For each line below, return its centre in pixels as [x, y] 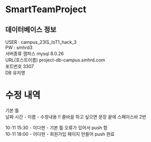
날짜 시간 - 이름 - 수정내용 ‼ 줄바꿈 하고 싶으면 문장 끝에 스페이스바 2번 [76, 116]
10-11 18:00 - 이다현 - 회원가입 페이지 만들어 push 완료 [60, 134]
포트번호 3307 [20, 66]
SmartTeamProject [46, 9]
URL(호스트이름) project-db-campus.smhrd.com [55, 60]
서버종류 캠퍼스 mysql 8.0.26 [35, 54]
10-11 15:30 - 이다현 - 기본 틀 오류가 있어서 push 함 [57, 127]
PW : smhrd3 [19, 48]
